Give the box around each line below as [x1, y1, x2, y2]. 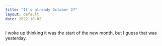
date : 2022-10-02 [5, 16, 42, 21]
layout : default [5, 12, 39, 17]
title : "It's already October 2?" [5, 7, 78, 12]
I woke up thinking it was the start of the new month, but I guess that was [5, 30, 157, 36]
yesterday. [5, 35, 27, 41]
